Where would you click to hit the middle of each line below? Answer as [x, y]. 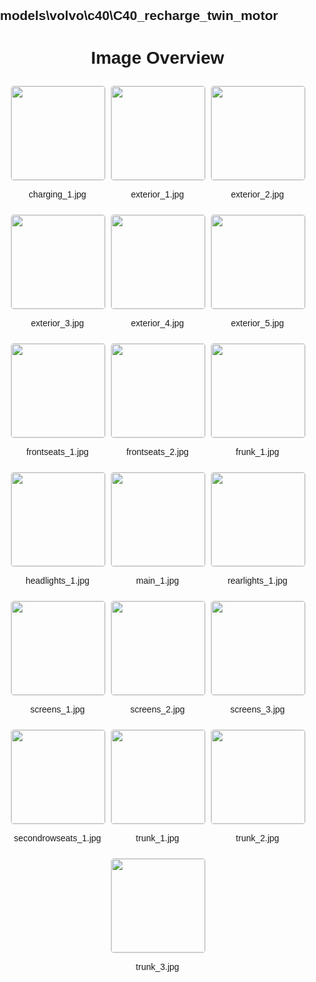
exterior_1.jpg [157, 194]
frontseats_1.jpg [57, 452]
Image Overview [157, 57]
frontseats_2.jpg [157, 452]
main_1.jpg [157, 581]
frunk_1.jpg [257, 452]
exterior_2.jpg [257, 194]
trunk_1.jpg [157, 838]
